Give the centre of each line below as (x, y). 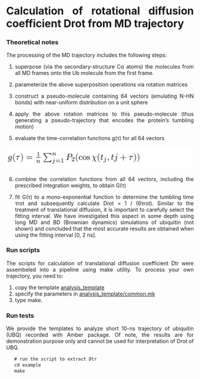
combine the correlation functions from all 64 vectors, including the (104, 179)
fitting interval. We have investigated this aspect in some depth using (104, 216)
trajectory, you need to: (35, 276)
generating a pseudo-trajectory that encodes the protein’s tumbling (104, 120)
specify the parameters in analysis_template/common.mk (85, 294)
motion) (24, 127)
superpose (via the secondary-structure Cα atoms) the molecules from (104, 67)
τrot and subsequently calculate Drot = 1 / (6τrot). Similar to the (104, 203)
